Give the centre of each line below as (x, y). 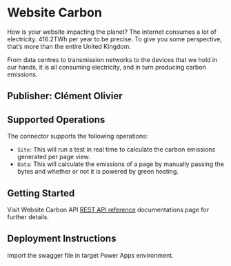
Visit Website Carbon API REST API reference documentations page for (108, 209)
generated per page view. (54, 157)
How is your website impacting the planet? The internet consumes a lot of (112, 32)
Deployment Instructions (62, 239)
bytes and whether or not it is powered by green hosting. (98, 172)
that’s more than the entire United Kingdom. (69, 46)
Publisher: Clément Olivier (65, 96)
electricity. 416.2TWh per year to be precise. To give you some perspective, (115, 39)
